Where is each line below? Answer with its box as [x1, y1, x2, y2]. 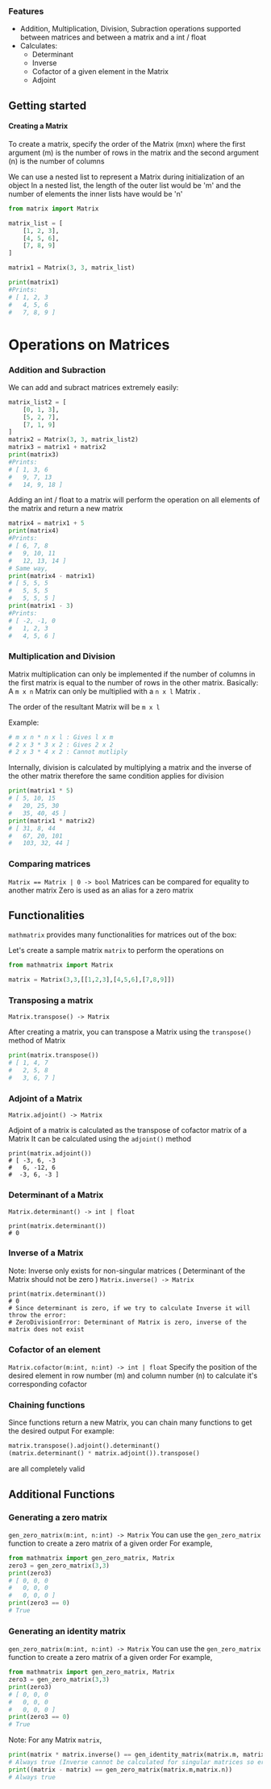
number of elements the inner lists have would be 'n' [8, 189, 183, 198]
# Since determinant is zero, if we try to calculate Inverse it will [8, 1304, 251, 1312]
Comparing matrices [8, 859, 91, 870]
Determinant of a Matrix [8, 1189, 104, 1200]
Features [8, 6, 44, 17]
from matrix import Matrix [8, 204, 99, 213]
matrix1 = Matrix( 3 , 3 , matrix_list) [8, 264, 135, 272]
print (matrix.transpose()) [8, 1051, 99, 1059]
